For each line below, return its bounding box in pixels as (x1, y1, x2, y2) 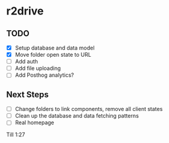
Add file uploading (14, 65, 62, 72)
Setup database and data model (14, 44, 95, 51)
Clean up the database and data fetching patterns (14, 112, 139, 119)
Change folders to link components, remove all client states (14, 106, 163, 113)
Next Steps (6, 89, 49, 100)
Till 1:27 (6, 131, 25, 138)
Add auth (14, 58, 38, 65)
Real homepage (14, 119, 54, 126)
